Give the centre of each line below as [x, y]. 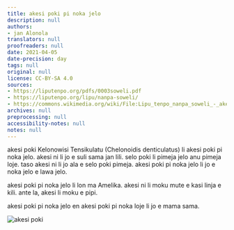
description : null [34, 20]
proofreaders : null [36, 46]
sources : [20, 85]
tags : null [23, 65]
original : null [29, 72]
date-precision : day [37, 59]
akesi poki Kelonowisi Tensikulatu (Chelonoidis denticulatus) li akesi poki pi [115, 149]
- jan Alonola [28, 33]
